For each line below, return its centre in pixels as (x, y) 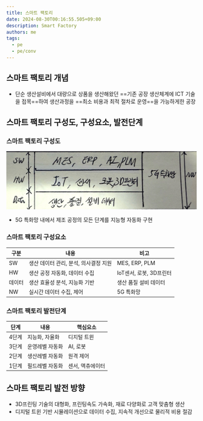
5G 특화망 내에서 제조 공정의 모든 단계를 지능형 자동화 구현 (84, 220)
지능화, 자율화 (43, 337)
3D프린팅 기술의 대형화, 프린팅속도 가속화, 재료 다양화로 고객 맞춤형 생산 (100, 404)
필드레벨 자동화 (45, 365)
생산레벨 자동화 (45, 356)
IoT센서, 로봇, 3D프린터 (144, 272)
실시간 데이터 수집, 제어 (56, 292)
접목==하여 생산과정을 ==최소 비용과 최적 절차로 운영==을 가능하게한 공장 (109, 101)
